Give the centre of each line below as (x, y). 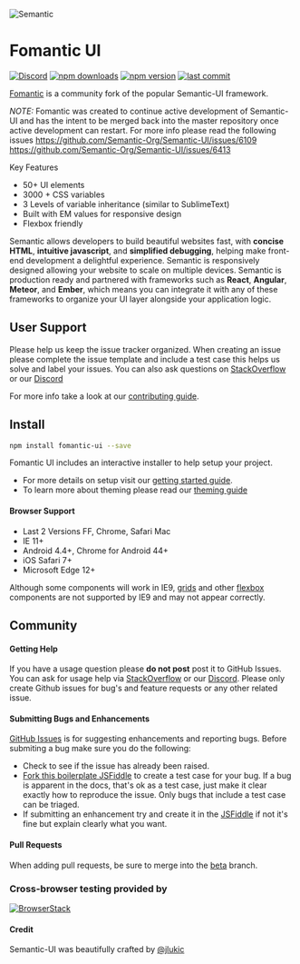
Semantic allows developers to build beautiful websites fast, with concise (146, 241)
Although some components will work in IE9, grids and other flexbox (137, 587)
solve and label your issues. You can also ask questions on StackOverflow (148, 369)
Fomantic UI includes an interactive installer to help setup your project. (141, 462)
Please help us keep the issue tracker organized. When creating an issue (145, 349)
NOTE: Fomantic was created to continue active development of (129, 111)
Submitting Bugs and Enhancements (80, 719)
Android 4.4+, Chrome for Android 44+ (96, 551)
